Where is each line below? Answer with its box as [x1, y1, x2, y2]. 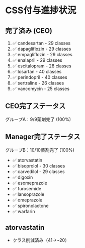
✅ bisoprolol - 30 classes [12, 162, 65, 169]
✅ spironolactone [12, 202, 49, 209]
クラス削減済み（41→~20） [12, 237, 69, 243]
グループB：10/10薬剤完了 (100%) [5, 147, 74, 153]
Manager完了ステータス [5, 133, 80, 141]
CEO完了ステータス [5, 102, 66, 110]
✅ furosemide [12, 185, 42, 191]
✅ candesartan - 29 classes [12, 40, 71, 46]
